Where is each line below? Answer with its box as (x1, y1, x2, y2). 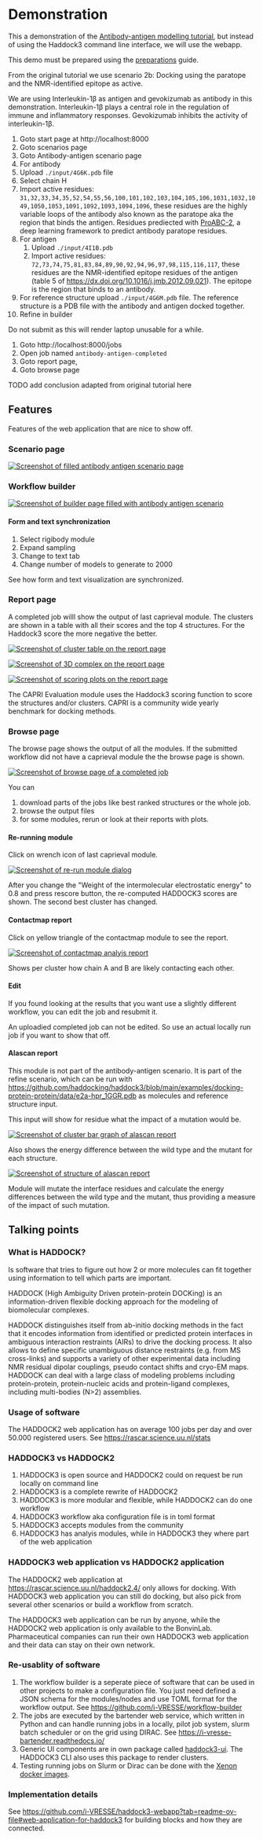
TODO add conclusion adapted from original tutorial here (8, 380, 192, 390)
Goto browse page (19, 365, 80, 374)
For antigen (19, 234, 57, 244)
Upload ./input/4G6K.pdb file (19, 167, 114, 177)
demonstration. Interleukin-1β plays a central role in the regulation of (8, 102, 230, 112)
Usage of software (8, 1407, 80, 1418)
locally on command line (19, 1479, 99, 1488)
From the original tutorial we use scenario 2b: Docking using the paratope (8, 70, 247, 79)
